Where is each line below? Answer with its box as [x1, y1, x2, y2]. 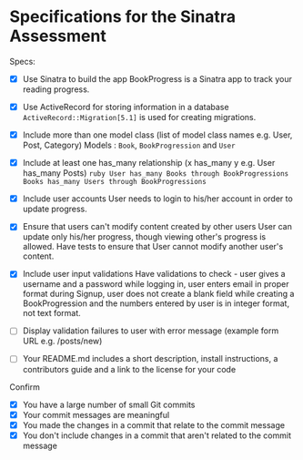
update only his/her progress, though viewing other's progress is [22, 231, 267, 242]
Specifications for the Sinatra [9, 6, 237, 27]
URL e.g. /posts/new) [22, 335, 103, 347]
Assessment [9, 26, 106, 46]
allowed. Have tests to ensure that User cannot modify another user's [22, 241, 284, 252]
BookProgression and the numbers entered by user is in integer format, [22, 298, 289, 309]
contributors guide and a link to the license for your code [22, 363, 237, 374]
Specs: [9, 56, 36, 66]
